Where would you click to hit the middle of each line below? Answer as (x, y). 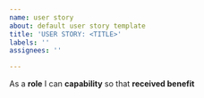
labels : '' (30, 42)
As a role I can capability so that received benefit (102, 84)
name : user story (42, 17)
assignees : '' (36, 51)
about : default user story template (77, 26)
